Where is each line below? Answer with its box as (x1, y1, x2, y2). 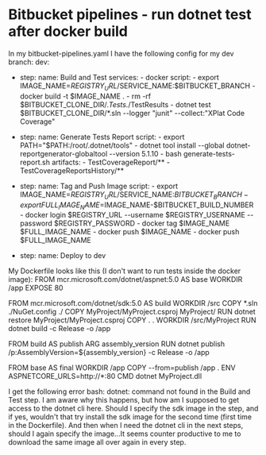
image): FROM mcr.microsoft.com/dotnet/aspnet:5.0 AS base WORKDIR (8, 275, 243, 284)
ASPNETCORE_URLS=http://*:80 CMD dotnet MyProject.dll (8, 372, 202, 381)
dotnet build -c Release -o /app (8, 324, 111, 334)
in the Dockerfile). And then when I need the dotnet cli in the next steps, (8, 421, 244, 430)
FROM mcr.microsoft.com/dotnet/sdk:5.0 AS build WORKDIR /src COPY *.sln (8, 299, 258, 308)
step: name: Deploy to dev (19, 251, 106, 260)
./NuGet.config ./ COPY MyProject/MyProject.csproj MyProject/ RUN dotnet (8, 307, 256, 317)
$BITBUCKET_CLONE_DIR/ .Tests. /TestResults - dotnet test (19, 99, 212, 109)
